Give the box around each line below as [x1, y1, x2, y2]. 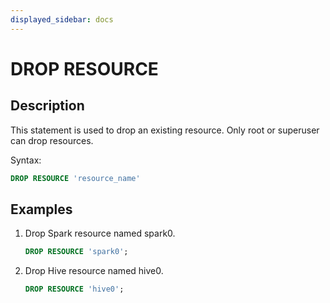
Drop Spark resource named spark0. [24, 227, 176, 240]
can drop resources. [10, 134, 94, 146]
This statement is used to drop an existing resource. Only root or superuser [10, 124, 320, 136]
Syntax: [10, 154, 42, 166]
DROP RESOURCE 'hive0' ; [24, 284, 125, 295]
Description [10, 97, 85, 115]
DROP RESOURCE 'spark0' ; [24, 247, 129, 257]
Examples [10, 201, 73, 218]
